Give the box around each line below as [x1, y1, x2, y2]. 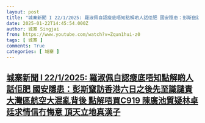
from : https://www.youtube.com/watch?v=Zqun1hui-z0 [6, 32, 140, 38]
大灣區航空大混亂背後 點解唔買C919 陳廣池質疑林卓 [6, 96, 198, 106]
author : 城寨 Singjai [6, 26, 60, 32]
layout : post [6, 9, 40, 15]
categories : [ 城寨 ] [6, 49, 60, 55]
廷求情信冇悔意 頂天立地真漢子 [6, 107, 121, 118]
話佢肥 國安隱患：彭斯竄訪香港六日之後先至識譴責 [6, 84, 193, 94]
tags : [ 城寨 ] [6, 37, 43, 43]
